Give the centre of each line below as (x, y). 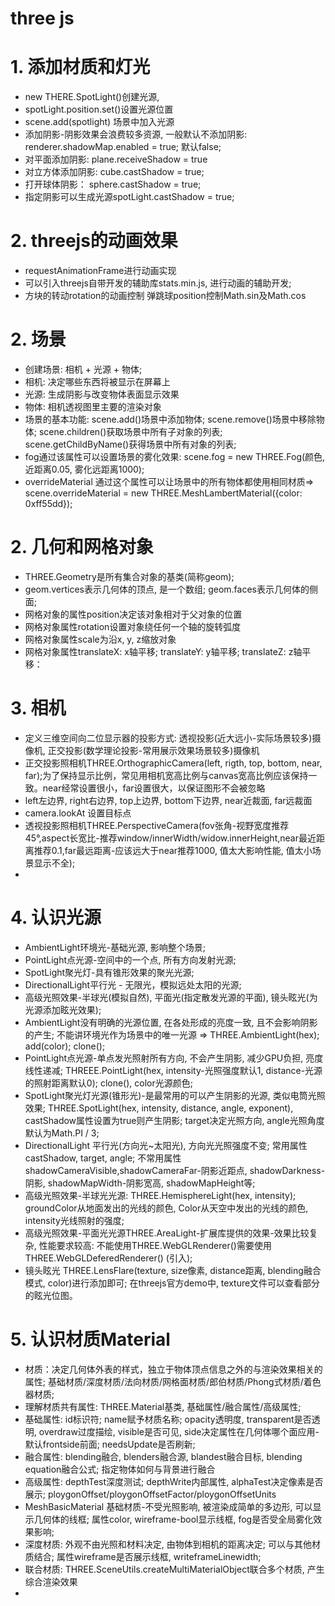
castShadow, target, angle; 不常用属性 (103, 1158)
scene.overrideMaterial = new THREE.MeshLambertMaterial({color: (163, 493)
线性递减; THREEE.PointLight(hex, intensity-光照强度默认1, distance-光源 (173, 1070)
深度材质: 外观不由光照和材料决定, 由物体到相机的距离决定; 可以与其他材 (172, 1544)
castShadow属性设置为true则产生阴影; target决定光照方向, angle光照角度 (174, 1120)
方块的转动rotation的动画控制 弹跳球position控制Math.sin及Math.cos (165, 296)
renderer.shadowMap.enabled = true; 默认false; (123, 147)
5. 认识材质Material (90, 1339)
